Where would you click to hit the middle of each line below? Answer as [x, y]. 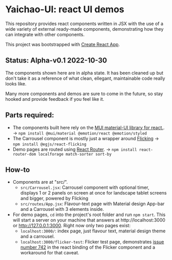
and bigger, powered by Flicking [54, 199]
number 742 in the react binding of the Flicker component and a [88, 247]
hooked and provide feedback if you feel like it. [55, 99]
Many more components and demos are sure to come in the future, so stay [84, 94]
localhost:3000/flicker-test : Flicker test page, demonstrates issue [92, 242]
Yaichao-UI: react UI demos [65, 9]
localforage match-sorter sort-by [75, 154]
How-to [18, 170]
